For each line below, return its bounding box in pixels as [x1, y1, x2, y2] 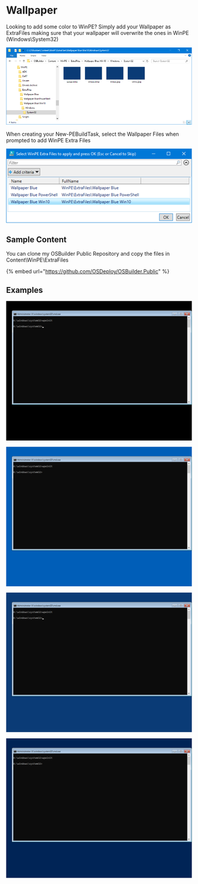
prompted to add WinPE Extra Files [6, 137, 91, 144]
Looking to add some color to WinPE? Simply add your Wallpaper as [6, 23, 171, 30]
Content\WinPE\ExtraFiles [6, 256, 69, 263]
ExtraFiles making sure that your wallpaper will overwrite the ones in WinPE [6, 29, 189, 36]
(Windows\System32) [6, 35, 59, 43]
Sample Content [6, 234, 67, 244]
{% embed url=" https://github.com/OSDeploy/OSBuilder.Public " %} [6, 268, 170, 275]
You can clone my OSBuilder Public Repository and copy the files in [6, 250, 170, 257]
